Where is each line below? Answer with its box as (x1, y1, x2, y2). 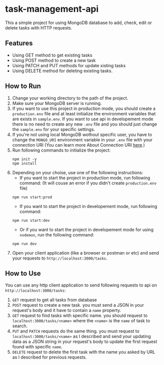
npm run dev (12, 241, 37, 246)
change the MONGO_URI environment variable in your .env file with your (12, 136, 153, 143)
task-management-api (5, 3, 99, 15)
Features (5, 39, 33, 48)
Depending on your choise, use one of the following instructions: (12, 169, 143, 175)
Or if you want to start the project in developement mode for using (19, 227, 154, 233)
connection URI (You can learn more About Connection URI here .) (12, 142, 145, 148)
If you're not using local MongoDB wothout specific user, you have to (12, 131, 152, 137)
